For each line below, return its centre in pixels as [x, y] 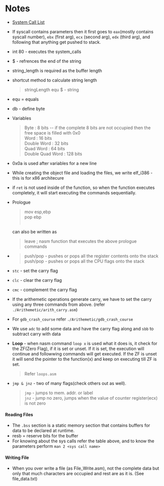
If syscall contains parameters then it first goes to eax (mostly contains [83, 31]
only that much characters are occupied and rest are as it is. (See [78, 474]
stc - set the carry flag [35, 270]
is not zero [35, 403]
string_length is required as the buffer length [57, 70]
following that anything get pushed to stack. [57, 42]
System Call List [28, 22]
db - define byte [28, 108]
